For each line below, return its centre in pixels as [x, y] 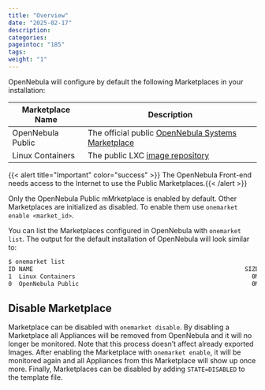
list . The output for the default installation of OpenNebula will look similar [129, 239]
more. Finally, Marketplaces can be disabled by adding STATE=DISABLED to [127, 369]
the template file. [35, 377]
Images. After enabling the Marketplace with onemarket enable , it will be [125, 352]
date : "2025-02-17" [40, 23]
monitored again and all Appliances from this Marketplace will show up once [132, 361]
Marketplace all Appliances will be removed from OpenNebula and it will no [130, 336]
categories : [28, 37]
